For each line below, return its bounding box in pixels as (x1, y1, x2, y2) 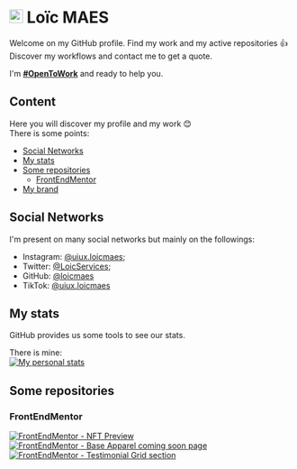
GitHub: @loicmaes (22, 270, 94, 281)
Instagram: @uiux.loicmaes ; (22, 251, 126, 262)
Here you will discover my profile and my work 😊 (9, 118, 192, 129)
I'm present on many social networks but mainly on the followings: (9, 234, 255, 244)
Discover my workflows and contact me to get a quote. (9, 51, 213, 61)
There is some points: (9, 127, 90, 138)
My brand (22, 183, 58, 194)
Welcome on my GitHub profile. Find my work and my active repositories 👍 (9, 37, 288, 48)
